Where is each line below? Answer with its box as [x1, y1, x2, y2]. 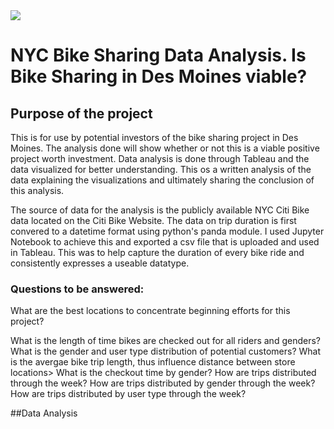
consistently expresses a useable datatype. [10, 257, 190, 269]
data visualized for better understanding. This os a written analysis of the [10, 164, 312, 175]
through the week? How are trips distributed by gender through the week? [10, 377, 316, 389]
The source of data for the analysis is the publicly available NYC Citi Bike [10, 204, 310, 216]
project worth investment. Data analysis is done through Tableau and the [10, 153, 310, 164]
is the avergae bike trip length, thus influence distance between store [10, 356, 296, 368]
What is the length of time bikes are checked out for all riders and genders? [10, 335, 321, 347]
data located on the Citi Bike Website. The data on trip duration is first [10, 215, 297, 226]
